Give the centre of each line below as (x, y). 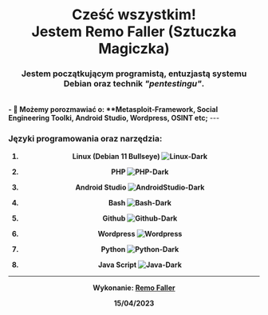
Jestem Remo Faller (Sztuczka (134, 32)
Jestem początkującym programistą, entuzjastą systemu (134, 74)
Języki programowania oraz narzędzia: (85, 139)
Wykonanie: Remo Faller (134, 287)
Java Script (118, 265)
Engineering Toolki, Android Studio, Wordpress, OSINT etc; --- (114, 118)
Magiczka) (134, 49)
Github (114, 218)
